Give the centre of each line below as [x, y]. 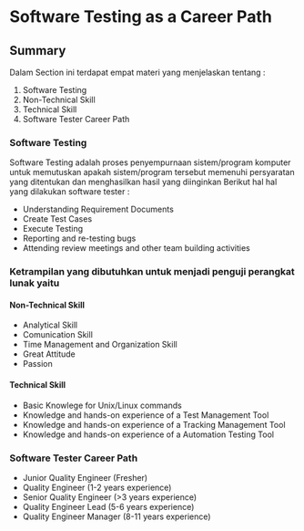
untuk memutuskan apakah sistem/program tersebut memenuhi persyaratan [152, 172]
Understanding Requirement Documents [98, 209]
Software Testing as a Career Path [141, 17]
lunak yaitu [35, 283]
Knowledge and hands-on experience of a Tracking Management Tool [154, 424]
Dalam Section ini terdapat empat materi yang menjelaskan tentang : [137, 72]
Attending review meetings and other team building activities [136, 248]
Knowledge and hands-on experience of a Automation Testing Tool [148, 434]
